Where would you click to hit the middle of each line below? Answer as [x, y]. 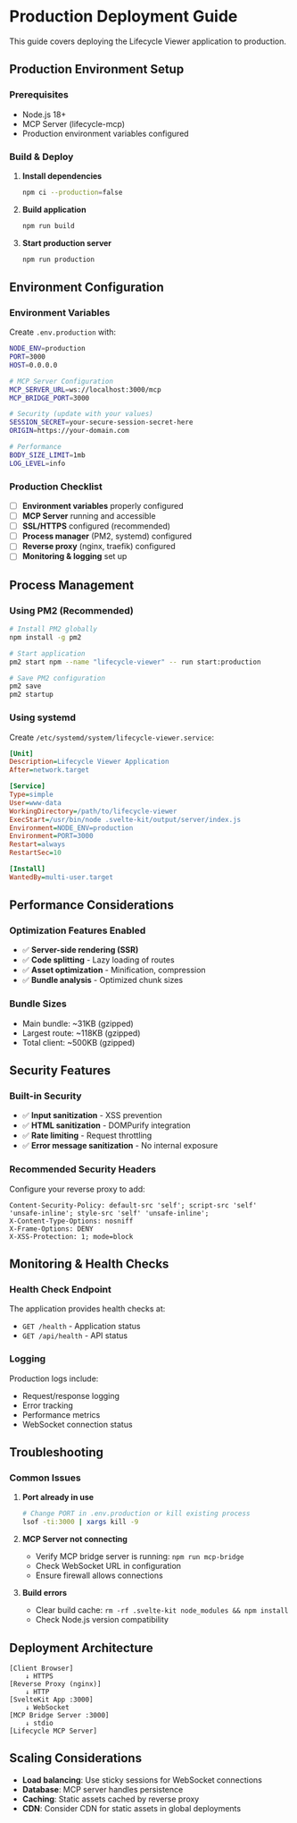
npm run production [58, 259]
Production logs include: [54, 1378]
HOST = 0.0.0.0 [33, 365]
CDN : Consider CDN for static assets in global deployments [132, 1808]
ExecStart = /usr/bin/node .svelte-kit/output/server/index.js [125, 819]
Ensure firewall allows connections [99, 1575]
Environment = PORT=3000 [51, 836]
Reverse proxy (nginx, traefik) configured [99, 547]
